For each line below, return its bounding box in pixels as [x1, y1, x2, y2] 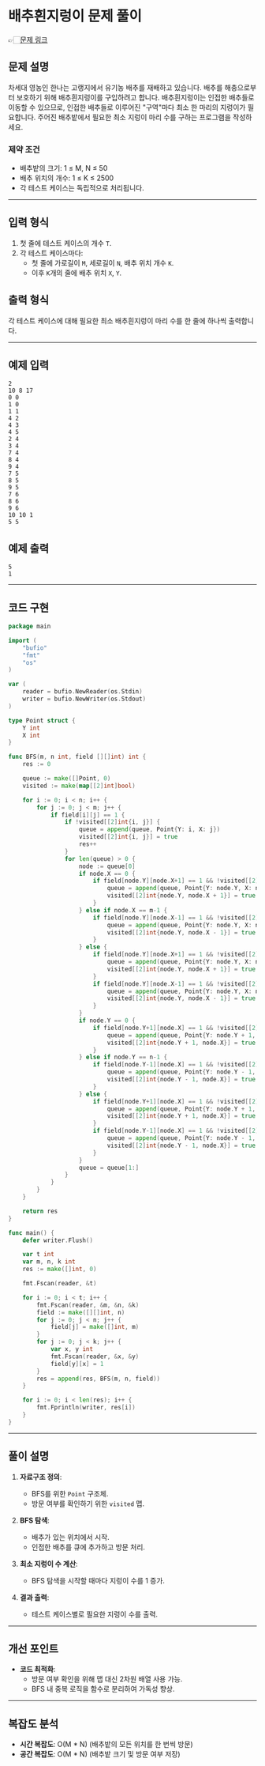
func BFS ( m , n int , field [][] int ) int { [8, 753, 147, 761]
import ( [8, 636, 37, 644]
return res [22, 1207, 58, 1215]
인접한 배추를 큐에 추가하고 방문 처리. [31, 1542, 146, 1552]
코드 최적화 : [19, 1665, 56, 1674]
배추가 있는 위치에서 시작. [31, 1532, 110, 1541]
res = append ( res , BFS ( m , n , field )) [36, 1375, 160, 1383]
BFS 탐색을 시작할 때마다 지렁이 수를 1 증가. [31, 1575, 166, 1585]
